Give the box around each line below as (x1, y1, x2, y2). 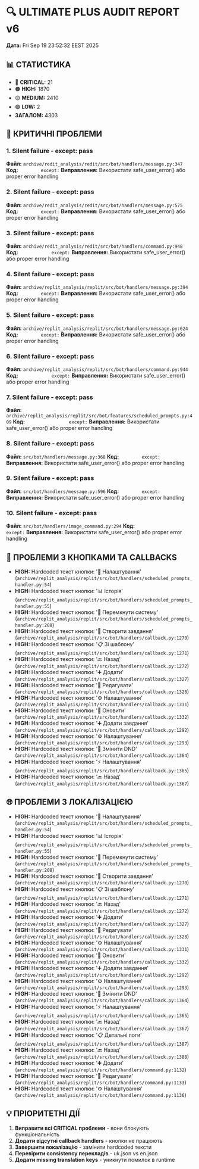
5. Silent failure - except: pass (6, 311, 94, 319)
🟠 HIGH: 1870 (14, 85, 50, 92)
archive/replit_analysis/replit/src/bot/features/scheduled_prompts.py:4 (6, 413, 193, 419)
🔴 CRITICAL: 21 (14, 79, 53, 86)
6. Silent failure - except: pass (6, 352, 94, 360)
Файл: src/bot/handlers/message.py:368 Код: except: (6, 453, 160, 460)
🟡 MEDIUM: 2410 (14, 94, 59, 101)
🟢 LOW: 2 (14, 103, 40, 110)
